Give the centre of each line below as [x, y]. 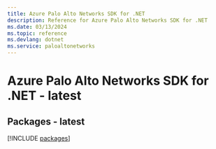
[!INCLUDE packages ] [39, 138]
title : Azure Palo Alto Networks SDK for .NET [76, 14]
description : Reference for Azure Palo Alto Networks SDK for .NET [108, 20]
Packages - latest [46, 121]
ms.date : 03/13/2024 [37, 27]
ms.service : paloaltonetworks [51, 46]
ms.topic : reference [37, 33]
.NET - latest [44, 96]
